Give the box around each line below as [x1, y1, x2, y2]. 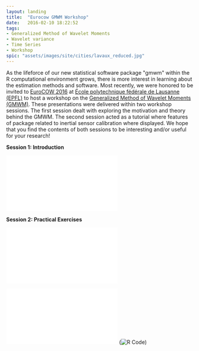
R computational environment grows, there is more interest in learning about [6, 75, 192, 82]
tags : [6, 25, 20, 31]
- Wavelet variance [6, 36, 55, 42]
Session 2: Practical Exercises [6, 216, 82, 223]
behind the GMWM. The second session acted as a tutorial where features [6, 113, 188, 120]
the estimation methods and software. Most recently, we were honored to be [6, 81, 194, 89]
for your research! [6, 132, 50, 139]
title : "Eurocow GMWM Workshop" [6, 14, 89, 20]
